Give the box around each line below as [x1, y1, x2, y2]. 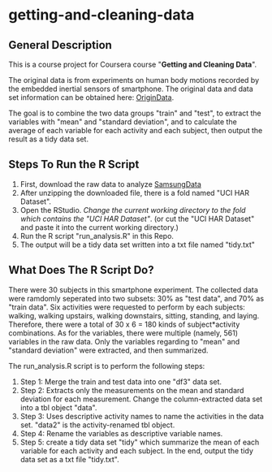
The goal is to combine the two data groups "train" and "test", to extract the [8, 108, 261, 118]
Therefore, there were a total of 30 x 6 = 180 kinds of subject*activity [8, 319, 240, 329]
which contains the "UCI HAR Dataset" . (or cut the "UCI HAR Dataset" [19, 214, 255, 223]
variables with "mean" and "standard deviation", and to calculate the [8, 117, 237, 127]
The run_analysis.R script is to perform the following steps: [8, 361, 205, 370]
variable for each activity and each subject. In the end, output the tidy [19, 445, 253, 456]
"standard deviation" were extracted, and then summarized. [8, 345, 209, 355]
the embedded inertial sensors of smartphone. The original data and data [8, 84, 253, 93]
